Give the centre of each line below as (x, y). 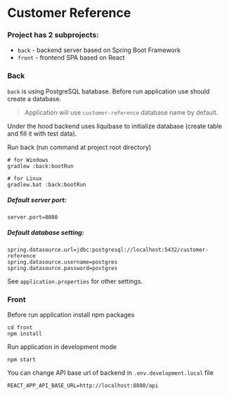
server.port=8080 (33, 217)
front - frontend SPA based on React (71, 58)
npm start (22, 360)
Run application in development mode (62, 347)
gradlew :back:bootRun (40, 166)
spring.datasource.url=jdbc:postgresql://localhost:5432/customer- (108, 250)
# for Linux (25, 178)
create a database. (34, 98)
